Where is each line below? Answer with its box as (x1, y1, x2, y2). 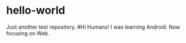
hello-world (6, 4, 66, 17)
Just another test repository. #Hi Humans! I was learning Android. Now (6, 23, 181, 30)
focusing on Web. (6, 29, 50, 36)
